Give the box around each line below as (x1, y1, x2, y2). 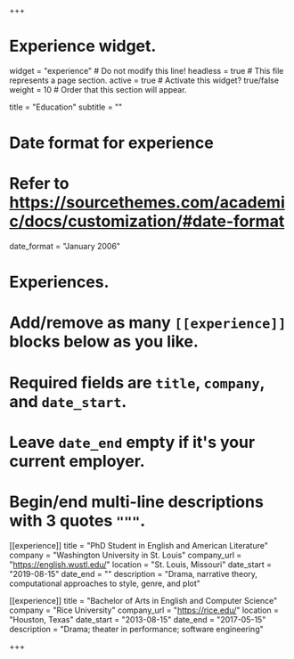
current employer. (9, 451, 145, 471)
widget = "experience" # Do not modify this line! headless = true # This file (9, 65, 284, 76)
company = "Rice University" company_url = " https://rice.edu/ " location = (9, 605, 279, 615)
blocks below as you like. (9, 331, 199, 352)
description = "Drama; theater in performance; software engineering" (9, 623, 265, 634)
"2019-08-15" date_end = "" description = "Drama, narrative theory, (9, 568, 258, 579)
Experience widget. (9, 37, 157, 56)
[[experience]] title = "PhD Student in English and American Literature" (9, 540, 269, 550)
